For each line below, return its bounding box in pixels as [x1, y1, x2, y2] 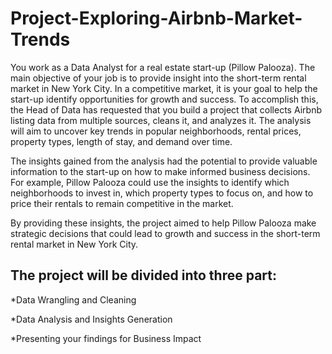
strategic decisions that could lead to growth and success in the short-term [10, 227, 321, 239]
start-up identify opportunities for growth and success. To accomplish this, [10, 93, 319, 105]
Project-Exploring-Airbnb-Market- [10, 7, 303, 30]
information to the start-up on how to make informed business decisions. [10, 165, 311, 177]
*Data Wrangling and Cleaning [10, 293, 137, 306]
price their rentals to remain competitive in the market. [10, 197, 234, 209]
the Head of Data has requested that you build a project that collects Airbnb [10, 103, 322, 116]
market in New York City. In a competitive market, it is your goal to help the [10, 82, 318, 94]
